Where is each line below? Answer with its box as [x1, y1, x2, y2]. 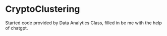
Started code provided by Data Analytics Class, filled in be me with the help [5, 20, 162, 26]
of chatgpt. [5, 25, 28, 31]
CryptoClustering [5, 3, 80, 15]
